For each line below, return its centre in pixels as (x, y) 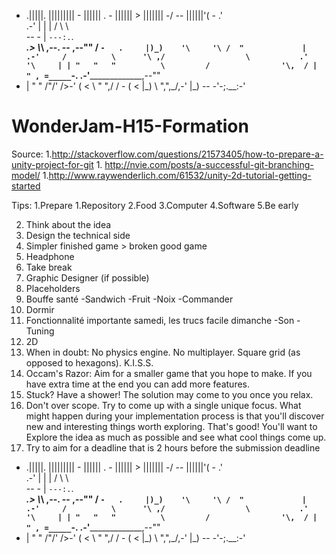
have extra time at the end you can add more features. (138, 384)
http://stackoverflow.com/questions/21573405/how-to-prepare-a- (187, 154)
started (26, 186)
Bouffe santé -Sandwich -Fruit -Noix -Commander (129, 299)
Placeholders (53, 288)
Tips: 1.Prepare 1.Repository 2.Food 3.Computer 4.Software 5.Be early (155, 205)
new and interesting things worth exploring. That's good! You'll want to (171, 426)
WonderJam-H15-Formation (130, 126)
